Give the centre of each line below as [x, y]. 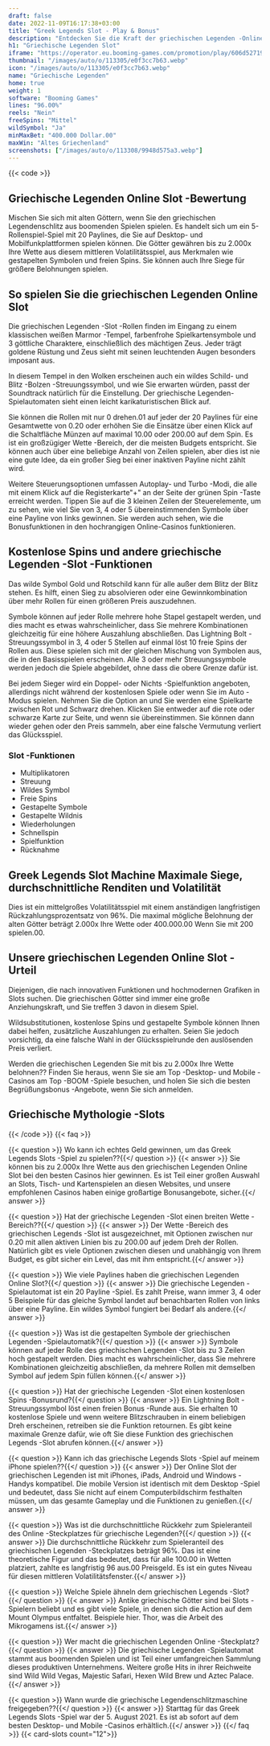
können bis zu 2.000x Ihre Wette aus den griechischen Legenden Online [128, 1166]
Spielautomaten [34, 402]
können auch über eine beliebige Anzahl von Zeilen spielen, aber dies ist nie [134, 451]
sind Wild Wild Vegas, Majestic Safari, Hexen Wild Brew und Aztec [118, 1675]
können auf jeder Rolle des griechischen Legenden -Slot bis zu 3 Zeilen [127, 1350]
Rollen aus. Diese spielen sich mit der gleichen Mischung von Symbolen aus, [135, 650]
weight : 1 [25, 90]
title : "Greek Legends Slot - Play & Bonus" [84, 31]
